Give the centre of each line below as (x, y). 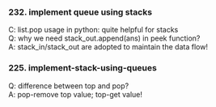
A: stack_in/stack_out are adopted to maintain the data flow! (108, 47)
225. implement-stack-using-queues (83, 68)
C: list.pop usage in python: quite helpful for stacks (93, 30)
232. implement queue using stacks (80, 12)
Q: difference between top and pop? (69, 86)
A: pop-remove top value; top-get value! (76, 94)
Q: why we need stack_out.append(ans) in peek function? (104, 38)
